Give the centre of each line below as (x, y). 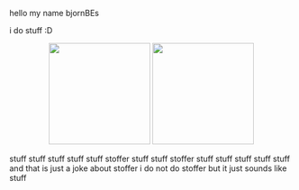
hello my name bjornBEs (54, 13)
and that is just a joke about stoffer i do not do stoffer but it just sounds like (148, 168)
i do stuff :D (31, 30)
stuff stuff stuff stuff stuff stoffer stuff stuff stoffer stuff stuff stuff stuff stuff (150, 158)
